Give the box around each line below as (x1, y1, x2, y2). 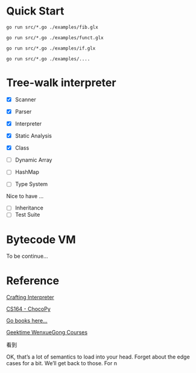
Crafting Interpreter (6, 294, 54, 301)
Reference (6, 273, 59, 287)
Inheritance (14, 204, 43, 212)
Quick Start (6, 4, 65, 18)
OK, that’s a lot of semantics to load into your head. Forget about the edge (6, 353, 190, 360)
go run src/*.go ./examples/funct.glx (6, 34, 104, 40)
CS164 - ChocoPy (6, 305, 51, 313)
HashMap (14, 168, 39, 176)
